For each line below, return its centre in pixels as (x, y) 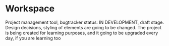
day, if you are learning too (33, 38)
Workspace (30, 9)
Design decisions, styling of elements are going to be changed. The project (83, 27)
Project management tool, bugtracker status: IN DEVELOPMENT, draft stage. (85, 22)
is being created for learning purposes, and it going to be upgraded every (82, 33)
